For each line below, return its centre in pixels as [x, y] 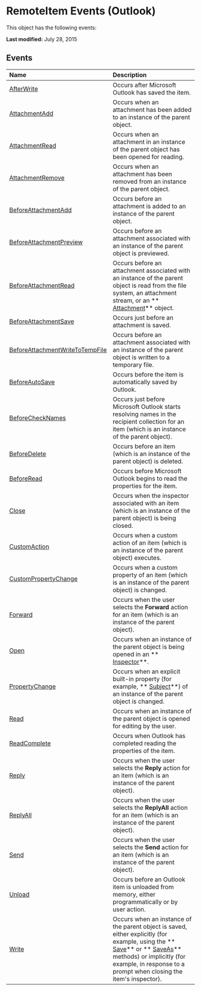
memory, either [134, 894]
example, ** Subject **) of [150, 686]
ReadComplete [30, 743]
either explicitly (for [140, 934]
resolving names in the [144, 414]
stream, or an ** [136, 300]
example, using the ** [144, 941]
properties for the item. [145, 486]
